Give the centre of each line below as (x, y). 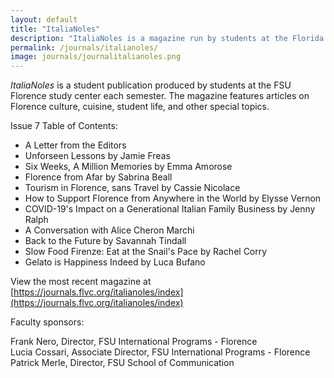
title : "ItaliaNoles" (55, 29)
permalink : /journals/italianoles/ (84, 47)
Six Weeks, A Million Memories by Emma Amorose (128, 167)
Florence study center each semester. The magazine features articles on (160, 96)
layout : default (44, 19)
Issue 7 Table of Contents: (64, 126)
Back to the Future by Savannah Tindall (105, 241)
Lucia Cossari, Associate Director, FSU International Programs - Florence (160, 352)
